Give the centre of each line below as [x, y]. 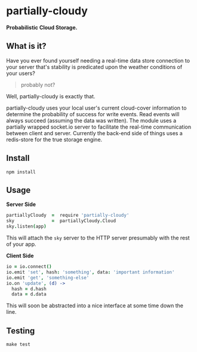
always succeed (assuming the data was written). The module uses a [91, 120]
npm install [21, 172]
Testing [21, 331]
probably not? [38, 85]
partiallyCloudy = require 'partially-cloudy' [68, 216]
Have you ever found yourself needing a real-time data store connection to [98, 60]
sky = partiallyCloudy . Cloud [61, 221]
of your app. [21, 244]
